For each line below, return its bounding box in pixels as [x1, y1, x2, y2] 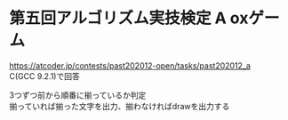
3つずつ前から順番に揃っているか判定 [9, 90, 147, 100]
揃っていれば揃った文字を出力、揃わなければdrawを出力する [9, 100, 230, 111]
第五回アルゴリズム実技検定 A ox [9, 8, 249, 28]
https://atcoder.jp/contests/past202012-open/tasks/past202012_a [9, 60, 252, 71]
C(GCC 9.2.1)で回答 [9, 70, 80, 81]
